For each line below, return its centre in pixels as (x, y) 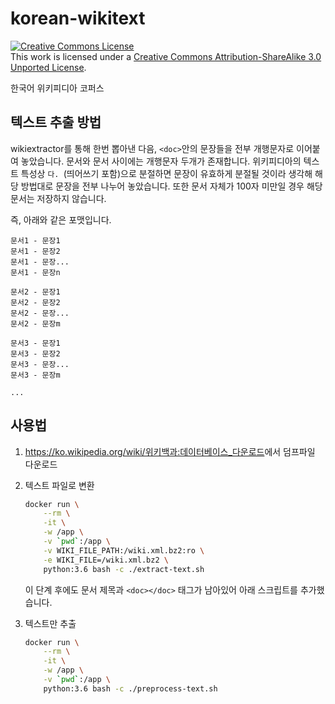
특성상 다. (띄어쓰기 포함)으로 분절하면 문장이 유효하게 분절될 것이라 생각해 (166, 173)
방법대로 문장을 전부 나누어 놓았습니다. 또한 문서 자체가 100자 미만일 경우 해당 (171, 186)
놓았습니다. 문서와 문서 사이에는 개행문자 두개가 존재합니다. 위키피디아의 (161, 161)
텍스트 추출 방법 (56, 122)
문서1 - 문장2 (35, 251)
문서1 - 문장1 (35, 240)
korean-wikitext (78, 18)
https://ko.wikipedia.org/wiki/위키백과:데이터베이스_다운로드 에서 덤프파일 (170, 451)
